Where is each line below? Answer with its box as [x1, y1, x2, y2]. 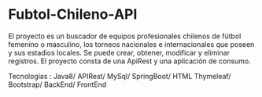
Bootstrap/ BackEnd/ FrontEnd [8, 80, 107, 89]
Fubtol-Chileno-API [8, 5, 138, 23]
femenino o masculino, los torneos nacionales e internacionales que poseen [8, 39, 255, 48]
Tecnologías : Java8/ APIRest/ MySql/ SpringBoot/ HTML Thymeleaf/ [8, 71, 231, 81]
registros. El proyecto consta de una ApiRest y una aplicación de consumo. [8, 56, 252, 66]
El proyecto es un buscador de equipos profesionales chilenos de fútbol [8, 31, 242, 41]
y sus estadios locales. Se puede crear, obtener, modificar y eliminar [8, 48, 231, 57]
